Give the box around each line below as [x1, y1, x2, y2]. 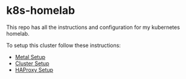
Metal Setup [14, 53, 46, 60]
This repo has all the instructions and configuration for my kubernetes [6, 24, 180, 31]
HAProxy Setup [14, 66, 53, 73]
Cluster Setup [14, 60, 50, 67]
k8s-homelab [6, 4, 75, 17]
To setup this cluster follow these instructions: [6, 42, 121, 49]
